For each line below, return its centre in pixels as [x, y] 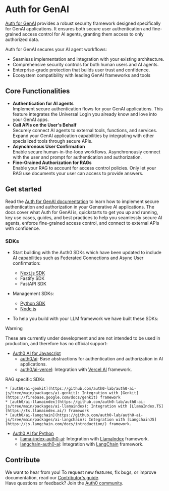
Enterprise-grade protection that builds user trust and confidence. [81, 70]
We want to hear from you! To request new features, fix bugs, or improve [81, 472]
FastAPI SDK [33, 283]
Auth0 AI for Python [33, 433]
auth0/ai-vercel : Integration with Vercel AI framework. [76, 369]
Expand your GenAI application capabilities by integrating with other [83, 136]
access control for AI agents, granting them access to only [83, 34]
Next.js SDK [33, 273]
